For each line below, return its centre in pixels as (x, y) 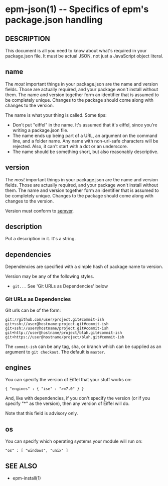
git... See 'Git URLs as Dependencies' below (60, 286)
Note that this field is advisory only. (42, 413)
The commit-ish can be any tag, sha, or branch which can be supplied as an (83, 346)
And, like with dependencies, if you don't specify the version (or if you (78, 398)
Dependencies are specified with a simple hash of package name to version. (84, 267)
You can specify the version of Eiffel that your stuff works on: (68, 380)
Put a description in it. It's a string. (41, 239)
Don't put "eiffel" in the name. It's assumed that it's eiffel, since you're (85, 125)
